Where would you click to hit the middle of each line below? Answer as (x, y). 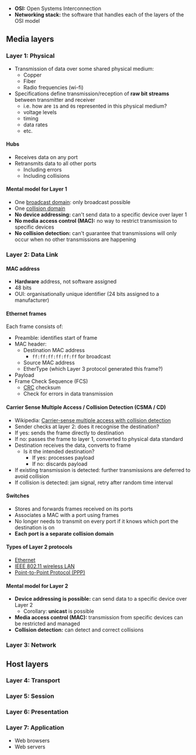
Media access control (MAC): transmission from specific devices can (99, 618)
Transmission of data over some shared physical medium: (84, 68)
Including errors (42, 170)
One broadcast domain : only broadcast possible (72, 202)
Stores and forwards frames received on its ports (74, 509)
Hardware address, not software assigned (66, 282)
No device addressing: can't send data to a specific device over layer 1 (101, 215)
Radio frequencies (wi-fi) (53, 87)
